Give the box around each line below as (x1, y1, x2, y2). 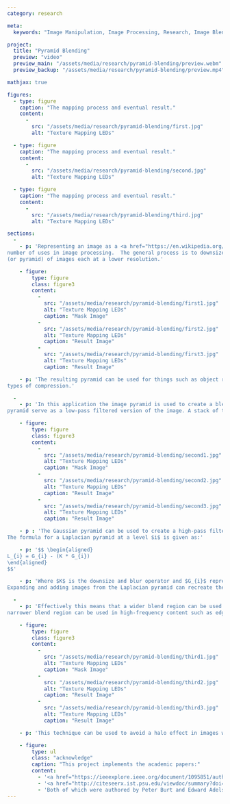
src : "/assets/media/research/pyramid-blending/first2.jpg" (43, 325, 219, 332)
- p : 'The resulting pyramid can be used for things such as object (19, 376, 219, 383)
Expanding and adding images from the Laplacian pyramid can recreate (7, 584, 213, 591)
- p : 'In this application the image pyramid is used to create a (19, 401, 213, 408)
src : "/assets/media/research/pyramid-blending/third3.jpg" (43, 705, 219, 712)
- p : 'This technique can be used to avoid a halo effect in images (19, 729, 219, 736)
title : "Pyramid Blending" (13, 47, 90, 55)
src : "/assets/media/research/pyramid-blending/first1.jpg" (43, 300, 219, 307)
